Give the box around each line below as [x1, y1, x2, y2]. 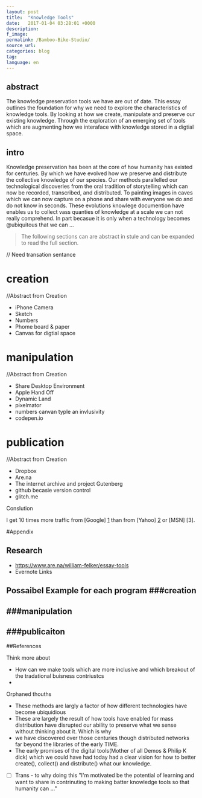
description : [6, 25, 39, 32]
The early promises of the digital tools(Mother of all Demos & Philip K [14, 747, 187, 755]
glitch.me [14, 493, 39, 500]
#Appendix [6, 528, 34, 535]
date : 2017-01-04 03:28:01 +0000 [6, 20, 96, 26]
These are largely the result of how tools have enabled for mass [14, 715, 174, 722]
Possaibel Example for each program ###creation [6, 585, 197, 596]
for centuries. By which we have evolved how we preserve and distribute [6, 170, 188, 177]
